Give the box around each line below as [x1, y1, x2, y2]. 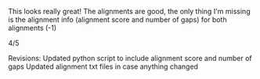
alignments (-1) [8, 23, 57, 32]
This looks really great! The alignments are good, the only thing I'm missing [8, 7, 251, 16]
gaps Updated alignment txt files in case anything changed [8, 62, 198, 71]
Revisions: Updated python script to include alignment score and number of [8, 54, 252, 63]
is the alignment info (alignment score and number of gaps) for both [8, 15, 227, 24]
